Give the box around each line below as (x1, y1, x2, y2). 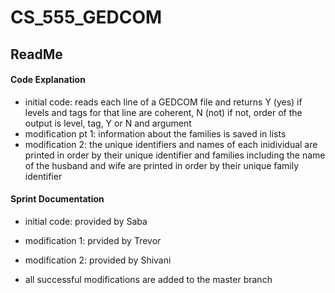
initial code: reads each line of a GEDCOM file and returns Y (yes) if (24, 96, 303, 108)
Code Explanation (10, 74, 86, 86)
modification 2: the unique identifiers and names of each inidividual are (24, 138, 318, 150)
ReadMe (10, 46, 63, 63)
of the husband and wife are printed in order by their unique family (24, 159, 300, 171)
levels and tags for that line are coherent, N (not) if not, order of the (24, 106, 303, 118)
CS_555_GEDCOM (10, 6, 163, 29)
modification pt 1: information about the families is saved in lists (24, 127, 287, 140)
